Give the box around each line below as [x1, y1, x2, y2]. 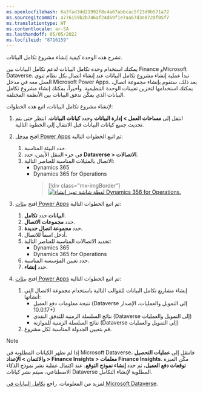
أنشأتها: [24, 293, 41, 300]
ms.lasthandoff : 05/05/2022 [6, 31, 78, 38]
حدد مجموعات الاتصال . [24, 219, 76, 225]
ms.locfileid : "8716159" [6, 37, 69, 43]
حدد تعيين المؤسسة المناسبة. [24, 257, 90, 264]
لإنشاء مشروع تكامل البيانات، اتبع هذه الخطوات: [6, 103, 113, 110]
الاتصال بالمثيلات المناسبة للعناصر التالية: [24, 157, 115, 164]
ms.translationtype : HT [6, 20, 67, 26]
